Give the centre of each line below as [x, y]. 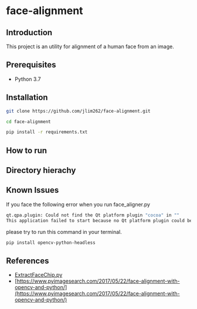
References [28, 261]
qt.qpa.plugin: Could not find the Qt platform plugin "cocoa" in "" [93, 215]
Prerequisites [31, 65]
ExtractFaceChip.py [38, 275]
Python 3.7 [28, 79]
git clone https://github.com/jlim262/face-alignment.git [78, 111]
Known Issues [33, 190]
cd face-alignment [28, 121]
